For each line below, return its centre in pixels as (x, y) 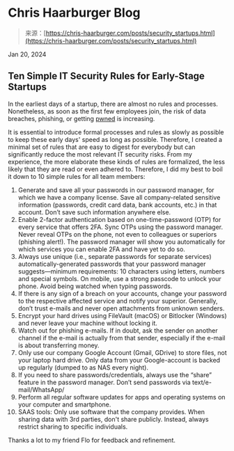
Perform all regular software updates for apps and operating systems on (122, 397)
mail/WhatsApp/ (41, 389)
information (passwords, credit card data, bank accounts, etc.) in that (117, 205)
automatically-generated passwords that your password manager (112, 264)
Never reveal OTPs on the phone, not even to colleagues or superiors (117, 234)
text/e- (202, 382)
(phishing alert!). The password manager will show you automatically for (122, 242)
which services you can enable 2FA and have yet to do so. (101, 249)
